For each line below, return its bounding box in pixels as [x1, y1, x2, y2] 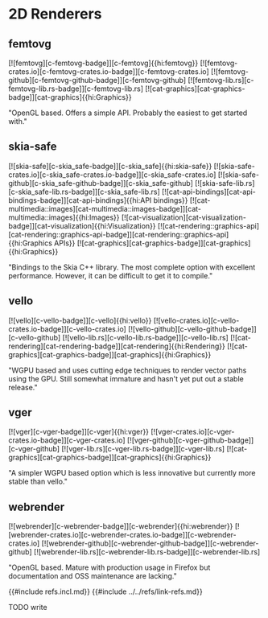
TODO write [8, 603, 47, 612]
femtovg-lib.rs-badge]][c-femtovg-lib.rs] [8, 84, 143, 93]
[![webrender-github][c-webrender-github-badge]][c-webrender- [41, 538, 259, 548]
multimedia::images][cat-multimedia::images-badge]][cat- [8, 204, 202, 213]
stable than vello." [8, 476, 68, 487]
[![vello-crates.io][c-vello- [153, 315, 240, 325]
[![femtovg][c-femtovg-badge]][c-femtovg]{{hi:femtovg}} [8, 58, 199, 68]
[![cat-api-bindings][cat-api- [161, 187, 256, 196]
